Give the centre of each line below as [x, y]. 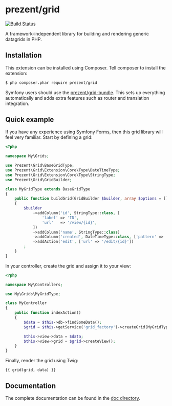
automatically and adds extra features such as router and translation [77, 98]
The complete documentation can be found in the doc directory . [73, 398]
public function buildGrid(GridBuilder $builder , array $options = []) [92, 199]
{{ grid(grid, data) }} [31, 370]
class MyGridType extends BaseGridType [48, 189]
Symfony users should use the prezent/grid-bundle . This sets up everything [85, 92]
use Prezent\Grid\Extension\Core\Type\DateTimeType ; [63, 170]
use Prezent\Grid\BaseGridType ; [40, 166]
